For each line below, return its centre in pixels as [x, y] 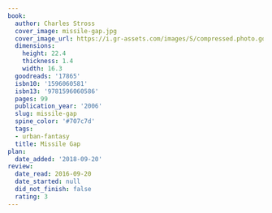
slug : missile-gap [46, 114]
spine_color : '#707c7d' [55, 121]
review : [21, 167]
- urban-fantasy [42, 136]
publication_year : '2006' [59, 106]
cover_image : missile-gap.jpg [66, 31]
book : [17, 16]
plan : [17, 151]
